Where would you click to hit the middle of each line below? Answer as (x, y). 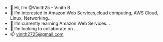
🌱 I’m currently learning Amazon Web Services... (60, 23)
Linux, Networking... (31, 18)
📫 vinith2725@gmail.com (37, 34)
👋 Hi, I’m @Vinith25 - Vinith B (40, 8)
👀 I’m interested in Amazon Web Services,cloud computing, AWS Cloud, (84, 13)
